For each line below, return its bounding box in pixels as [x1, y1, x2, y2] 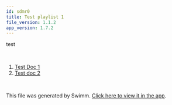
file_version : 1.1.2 [6, 19, 57, 25]
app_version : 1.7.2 [6, 24, 54, 31]
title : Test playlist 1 [6, 14, 64, 20]
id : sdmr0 [6, 8, 30, 15]
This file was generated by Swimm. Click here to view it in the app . [6, 92, 167, 99]
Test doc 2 [14, 69, 41, 76]
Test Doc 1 [14, 64, 40, 71]
